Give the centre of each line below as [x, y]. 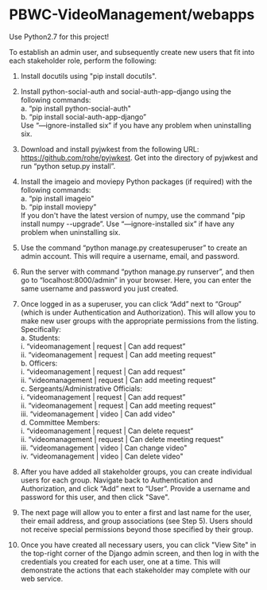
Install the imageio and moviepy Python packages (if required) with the [136, 182]
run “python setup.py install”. [68, 166]
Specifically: [41, 329]
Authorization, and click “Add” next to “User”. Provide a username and [135, 488]
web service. [42, 578]
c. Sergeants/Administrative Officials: [81, 389]
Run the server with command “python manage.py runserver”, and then [137, 272]
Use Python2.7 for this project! [59, 37]
